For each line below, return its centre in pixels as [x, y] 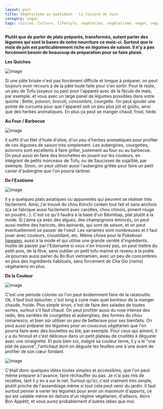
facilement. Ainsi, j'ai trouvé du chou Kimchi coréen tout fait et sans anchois [81, 204]
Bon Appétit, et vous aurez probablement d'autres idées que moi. [70, 401]
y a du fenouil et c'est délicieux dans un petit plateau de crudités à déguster [81, 336]
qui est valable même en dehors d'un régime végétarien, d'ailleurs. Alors [78, 396]
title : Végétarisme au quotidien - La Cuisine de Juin [62, 14]
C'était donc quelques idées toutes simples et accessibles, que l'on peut [77, 371]
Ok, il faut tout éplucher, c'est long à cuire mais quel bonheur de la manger [80, 300]
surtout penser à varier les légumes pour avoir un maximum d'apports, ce [78, 391]
